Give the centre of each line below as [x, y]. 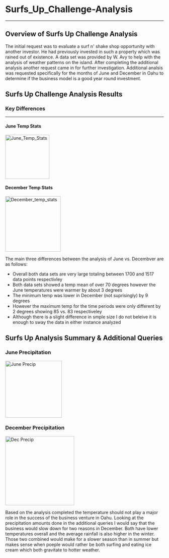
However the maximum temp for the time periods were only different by [87, 306]
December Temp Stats [29, 188]
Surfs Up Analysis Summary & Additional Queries [84, 338]
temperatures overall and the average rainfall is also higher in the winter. [80, 534]
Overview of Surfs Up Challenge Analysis [71, 34]
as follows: [16, 264]
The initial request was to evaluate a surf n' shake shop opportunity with [80, 46]
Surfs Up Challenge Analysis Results [64, 94]
